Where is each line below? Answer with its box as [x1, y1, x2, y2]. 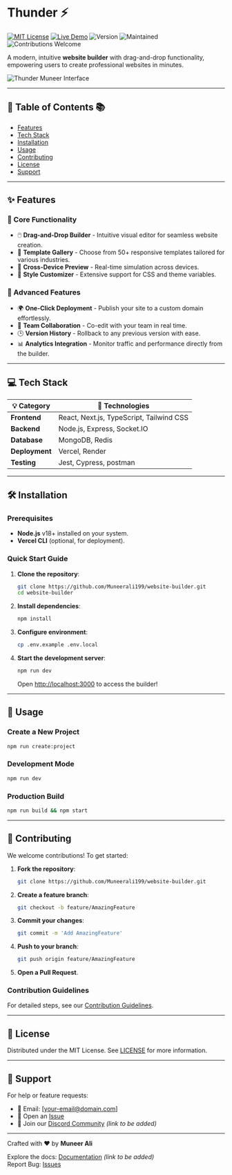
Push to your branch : [17, 942, 79, 951]
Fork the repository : [17, 865, 76, 873]
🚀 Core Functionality [7, 215, 77, 224]
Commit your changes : [17, 917, 84, 925]
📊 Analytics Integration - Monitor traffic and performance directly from [17, 339, 223, 348]
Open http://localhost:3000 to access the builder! [17, 680, 158, 688]
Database [10, 435, 43, 445]
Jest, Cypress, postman [58, 457, 135, 467]
